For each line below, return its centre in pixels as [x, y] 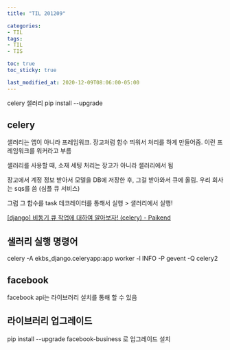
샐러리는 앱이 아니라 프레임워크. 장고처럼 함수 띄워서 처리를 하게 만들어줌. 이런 [112, 142]
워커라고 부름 [54, 151]
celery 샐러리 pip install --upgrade [55, 103]
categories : [24, 26]
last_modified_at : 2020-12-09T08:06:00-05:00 [73, 82]
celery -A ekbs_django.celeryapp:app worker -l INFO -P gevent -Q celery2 [113, 259]
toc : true [21, 64]
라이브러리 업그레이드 [50, 321]
